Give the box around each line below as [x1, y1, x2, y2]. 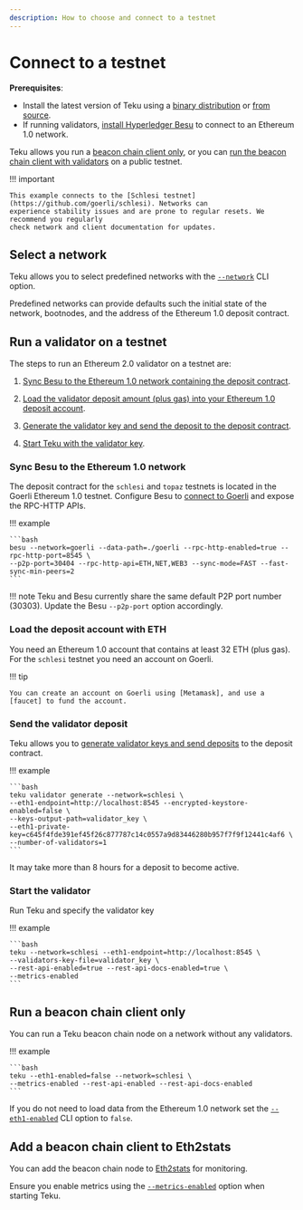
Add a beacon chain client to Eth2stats [9, 1138, 232, 1155]
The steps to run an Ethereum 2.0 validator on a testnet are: [9, 359, 232, 370]
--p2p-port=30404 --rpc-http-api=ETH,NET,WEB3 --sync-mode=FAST [9, 559, 257, 569]
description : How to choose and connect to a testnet [9, 13, 217, 23]
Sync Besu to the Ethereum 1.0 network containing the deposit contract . [22, 376, 291, 387]
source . [22, 110, 52, 120]
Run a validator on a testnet [9, 334, 167, 350]
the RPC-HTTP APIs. [9, 500, 86, 512]
